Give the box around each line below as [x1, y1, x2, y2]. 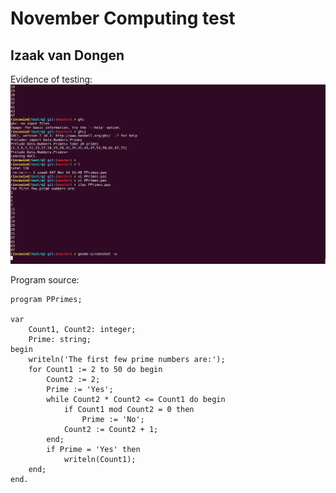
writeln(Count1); [63, 454, 137, 464]
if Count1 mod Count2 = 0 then [63, 404, 195, 414]
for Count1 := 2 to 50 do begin [28, 364, 163, 374]
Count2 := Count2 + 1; [63, 424, 159, 434]
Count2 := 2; [46, 374, 101, 384]
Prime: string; [28, 334, 92, 344]
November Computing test [10, 7, 236, 30]
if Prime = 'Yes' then [46, 444, 141, 454]
